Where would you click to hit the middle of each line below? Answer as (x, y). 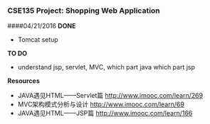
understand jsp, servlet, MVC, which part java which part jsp (106, 67)
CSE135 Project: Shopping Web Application (84, 11)
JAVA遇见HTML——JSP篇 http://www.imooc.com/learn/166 (105, 113)
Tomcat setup (38, 40)
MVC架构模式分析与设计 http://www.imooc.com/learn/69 (101, 104)
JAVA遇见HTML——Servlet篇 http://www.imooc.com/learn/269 (110, 96)
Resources (24, 81)
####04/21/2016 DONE (42, 26)
